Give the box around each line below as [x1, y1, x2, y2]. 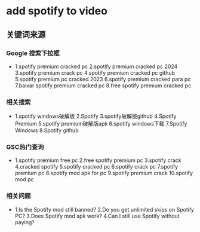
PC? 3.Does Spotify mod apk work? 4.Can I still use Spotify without [14, 212, 180, 219]
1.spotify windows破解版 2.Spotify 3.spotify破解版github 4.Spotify [14, 112, 177, 120]
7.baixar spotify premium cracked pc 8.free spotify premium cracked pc [14, 82, 192, 89]
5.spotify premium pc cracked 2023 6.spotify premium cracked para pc [14, 75, 191, 83]
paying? [14, 218, 35, 225]
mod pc [14, 176, 34, 183]
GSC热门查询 [6, 143, 44, 151]
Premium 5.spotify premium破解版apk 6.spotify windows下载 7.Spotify [14, 120, 187, 127]
